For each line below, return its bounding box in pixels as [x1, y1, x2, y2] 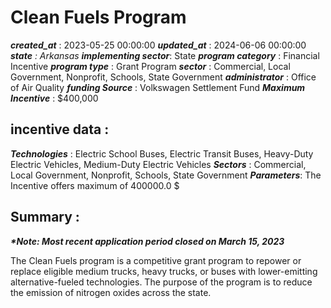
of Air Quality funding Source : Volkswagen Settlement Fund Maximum [10, 81, 306, 93]
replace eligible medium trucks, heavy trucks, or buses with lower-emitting [10, 265, 318, 277]
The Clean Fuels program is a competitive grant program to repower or [10, 254, 302, 266]
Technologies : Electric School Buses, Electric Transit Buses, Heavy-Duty [10, 147, 314, 160]
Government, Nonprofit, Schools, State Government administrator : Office [10, 71, 317, 83]
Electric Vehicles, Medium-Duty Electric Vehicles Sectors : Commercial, [10, 158, 307, 170]
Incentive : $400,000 [10, 92, 99, 104]
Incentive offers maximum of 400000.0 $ [10, 179, 180, 191]
